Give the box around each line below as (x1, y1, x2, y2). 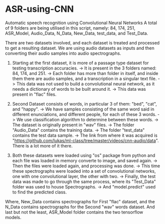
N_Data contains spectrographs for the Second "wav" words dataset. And (5, 204, 155, 210)
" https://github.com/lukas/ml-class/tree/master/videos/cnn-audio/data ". (12, 137, 159, 144)
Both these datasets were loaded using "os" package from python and (12, 152, 156, 158)
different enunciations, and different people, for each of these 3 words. (12, 111, 157, 117)
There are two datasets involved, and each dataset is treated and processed (5, 39, 160, 45)
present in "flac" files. (12, 91, 57, 97)
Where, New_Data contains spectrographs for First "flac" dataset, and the (5, 198, 155, 204)
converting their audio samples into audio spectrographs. (5, 50, 122, 56)
